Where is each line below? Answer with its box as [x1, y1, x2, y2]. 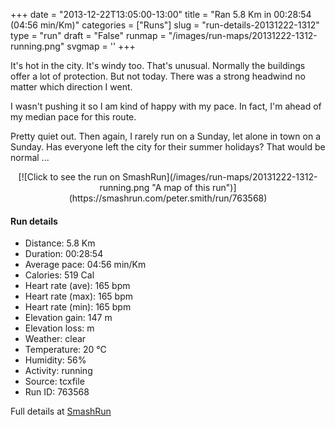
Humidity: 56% [24, 354, 87, 366]
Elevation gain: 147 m [24, 312, 113, 324]
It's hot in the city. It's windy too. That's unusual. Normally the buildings [10, 60, 306, 71]
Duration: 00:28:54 [24, 248, 104, 260]
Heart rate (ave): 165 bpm [24, 280, 131, 292]
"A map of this [151, 182, 211, 193]
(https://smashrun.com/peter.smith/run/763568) [68, 192, 268, 204]
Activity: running [24, 365, 93, 377]
